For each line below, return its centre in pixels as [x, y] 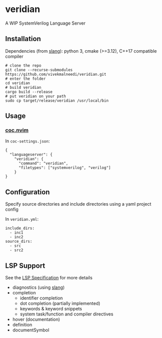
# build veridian [23, 87]
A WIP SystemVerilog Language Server [45, 23]
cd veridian [18, 83]
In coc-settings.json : [28, 141]
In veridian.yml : [22, 219]
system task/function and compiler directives [67, 314]
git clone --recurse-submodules [39, 70]
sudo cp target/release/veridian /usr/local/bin [57, 101]
